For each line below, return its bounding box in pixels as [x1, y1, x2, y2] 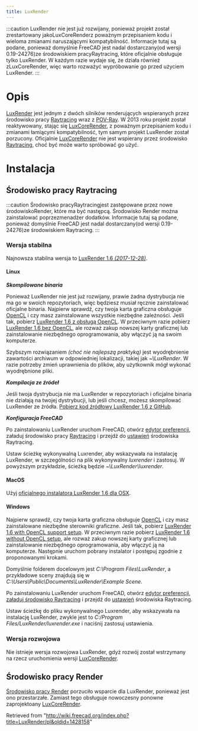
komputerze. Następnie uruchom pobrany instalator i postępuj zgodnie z [6, 548, 183, 555]
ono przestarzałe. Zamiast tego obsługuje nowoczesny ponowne [6, 694, 164, 701]
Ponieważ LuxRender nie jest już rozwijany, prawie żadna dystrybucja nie [6, 293, 185, 300]
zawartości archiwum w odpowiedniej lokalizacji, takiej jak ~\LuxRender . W [6, 355, 189, 362]
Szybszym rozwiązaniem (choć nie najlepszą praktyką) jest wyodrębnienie [6, 348, 189, 356]
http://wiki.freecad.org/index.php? [46, 711, 129, 719]
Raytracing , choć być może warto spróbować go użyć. [6, 141, 139, 148]
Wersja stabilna [6, 241, 52, 249]
